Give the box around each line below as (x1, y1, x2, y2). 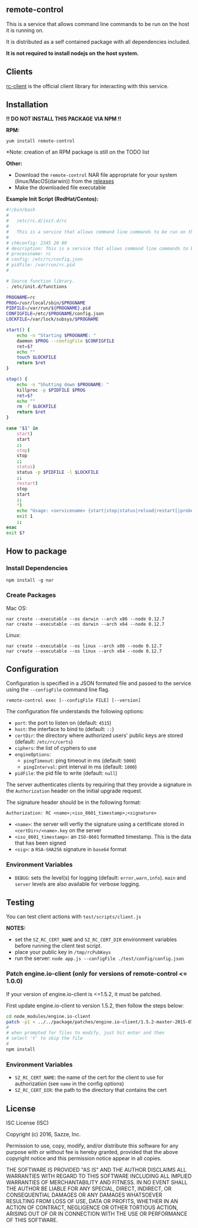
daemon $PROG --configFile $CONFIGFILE (16, 338, 115, 344)
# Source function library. (6, 278, 75, 284)
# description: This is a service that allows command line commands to (6, 245, 189, 251)
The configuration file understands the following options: (6, 708, 144, 715)
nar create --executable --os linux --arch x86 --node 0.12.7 (6, 643, 162, 649)
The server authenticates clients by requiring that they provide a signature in (6, 781, 192, 788)
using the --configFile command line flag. (6, 686, 110, 693)
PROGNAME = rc (6, 294, 35, 300)
